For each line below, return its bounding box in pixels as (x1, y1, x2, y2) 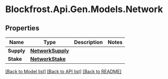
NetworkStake (30, 56, 66, 62)
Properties (5, 24, 40, 32)
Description (74, 39, 103, 46)
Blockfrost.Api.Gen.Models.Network (5, 4, 163, 15)
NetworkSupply (30, 47, 70, 54)
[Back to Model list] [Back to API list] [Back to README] (5, 68, 122, 74)
